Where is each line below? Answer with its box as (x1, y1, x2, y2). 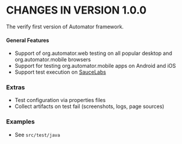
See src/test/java (14, 131, 61, 138)
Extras (6, 83, 25, 91)
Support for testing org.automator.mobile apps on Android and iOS (14, 63, 176, 70)
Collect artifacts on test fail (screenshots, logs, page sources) (14, 103, 165, 110)
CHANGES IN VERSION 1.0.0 (6, 4, 147, 17)
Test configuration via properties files (14, 97, 106, 104)
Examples (6, 117, 35, 126)
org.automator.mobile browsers (14, 56, 91, 63)
